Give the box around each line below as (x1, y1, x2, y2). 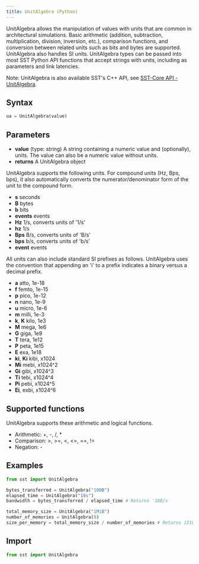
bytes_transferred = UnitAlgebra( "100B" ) (6, 487, 110, 493)
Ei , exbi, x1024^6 (14, 386, 56, 394)
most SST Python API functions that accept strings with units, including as (6, 56, 187, 63)
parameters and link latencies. (6, 63, 80, 70)
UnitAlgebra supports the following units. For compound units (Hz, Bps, (6, 169, 181, 177)
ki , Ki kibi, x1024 (14, 355, 56, 362)
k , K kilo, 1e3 (14, 318, 46, 325)
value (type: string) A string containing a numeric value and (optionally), (14, 146, 191, 153)
